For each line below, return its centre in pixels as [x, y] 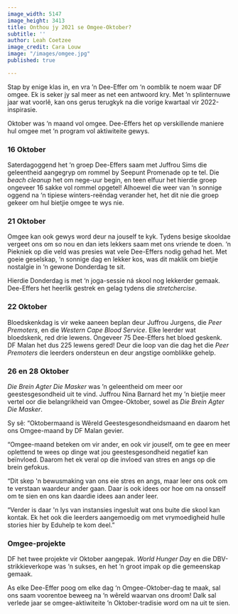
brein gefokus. [28, 467]
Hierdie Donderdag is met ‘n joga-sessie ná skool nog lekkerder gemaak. [114, 281]
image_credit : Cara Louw [44, 47]
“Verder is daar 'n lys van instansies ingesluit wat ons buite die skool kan [114, 509]
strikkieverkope [30, 566]
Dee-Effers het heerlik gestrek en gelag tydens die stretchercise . [102, 288]
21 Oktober [27, 221]
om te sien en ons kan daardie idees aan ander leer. [83, 496]
